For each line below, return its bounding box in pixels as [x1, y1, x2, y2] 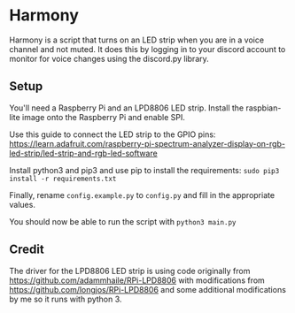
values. [9, 199, 35, 210]
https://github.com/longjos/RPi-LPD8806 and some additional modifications [9, 284, 286, 294]
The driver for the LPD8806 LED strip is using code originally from [9, 265, 251, 276]
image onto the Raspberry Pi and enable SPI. [21, 111, 186, 122]
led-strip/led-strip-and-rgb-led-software [9, 148, 158, 158]
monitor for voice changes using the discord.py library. [9, 53, 210, 64]
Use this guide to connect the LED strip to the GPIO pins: [9, 129, 216, 140]
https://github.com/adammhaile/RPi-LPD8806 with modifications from [9, 275, 266, 286]
